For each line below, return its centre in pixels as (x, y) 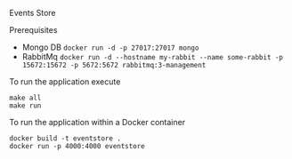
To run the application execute (65, 82)
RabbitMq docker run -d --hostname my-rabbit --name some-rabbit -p (152, 56)
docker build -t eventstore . (65, 139)
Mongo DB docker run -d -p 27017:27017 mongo (110, 47)
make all (25, 98)
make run (25, 106)
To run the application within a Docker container (97, 122)
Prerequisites (33, 30)
